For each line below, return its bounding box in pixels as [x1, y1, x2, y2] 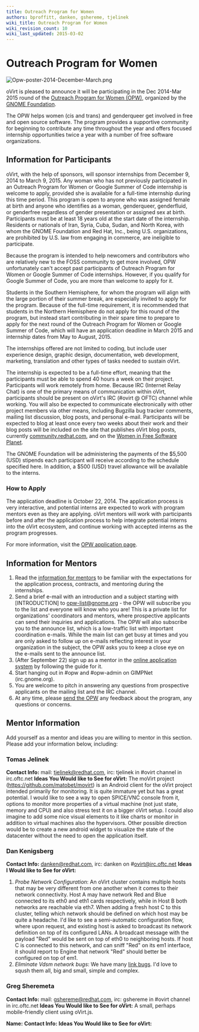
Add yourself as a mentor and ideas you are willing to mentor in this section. [6, 734, 192, 741]
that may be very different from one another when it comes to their [14, 885, 178, 892]
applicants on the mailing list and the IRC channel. [14, 688, 137, 695]
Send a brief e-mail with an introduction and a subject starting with [14, 593, 179, 600]
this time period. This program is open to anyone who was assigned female [6, 196, 190, 203]
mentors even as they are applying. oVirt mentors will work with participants [6, 511, 192, 518]
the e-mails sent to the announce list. [14, 650, 106, 657]
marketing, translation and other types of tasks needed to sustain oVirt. [6, 357, 181, 364]
